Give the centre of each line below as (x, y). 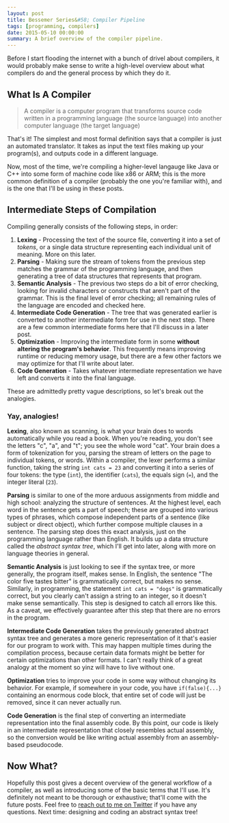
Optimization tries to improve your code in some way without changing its (112, 681)
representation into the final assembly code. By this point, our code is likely (113, 723)
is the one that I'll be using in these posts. (66, 188)
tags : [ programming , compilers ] (53, 26)
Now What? (32, 767)
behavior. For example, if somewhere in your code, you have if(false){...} (114, 688)
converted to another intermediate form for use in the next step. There (116, 320)
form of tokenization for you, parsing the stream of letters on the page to (109, 453)
